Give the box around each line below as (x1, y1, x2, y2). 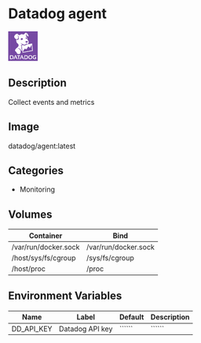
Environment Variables (8, 289, 122, 303)
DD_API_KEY (11, 324, 53, 334)
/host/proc (11, 264, 46, 274)
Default (119, 312, 144, 322)
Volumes (8, 207, 53, 221)
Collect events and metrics (8, 97, 95, 106)
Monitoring (19, 185, 55, 194)
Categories (8, 163, 64, 177)
